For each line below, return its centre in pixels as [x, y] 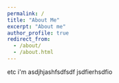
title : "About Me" [33, 20]
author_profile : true [38, 33]
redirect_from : [29, 39]
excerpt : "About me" [37, 26]
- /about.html [33, 53]
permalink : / [26, 13]
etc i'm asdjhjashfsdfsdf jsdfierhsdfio [60, 72]
